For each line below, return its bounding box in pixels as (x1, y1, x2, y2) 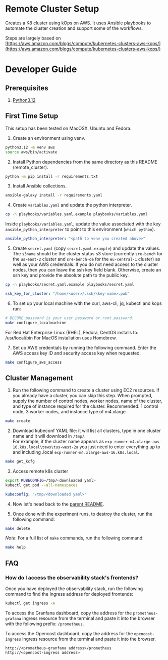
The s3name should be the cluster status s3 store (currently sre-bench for (12, 251, 163, 256)
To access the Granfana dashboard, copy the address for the (5, 610, 132, 616)
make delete (5, 526, 30, 531)
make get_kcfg (5, 459, 35, 464)
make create (5, 418, 30, 423)
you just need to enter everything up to (79, 444, 160, 450)
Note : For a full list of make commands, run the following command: (5, 535, 144, 541)
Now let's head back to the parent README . (12, 501, 104, 507)
